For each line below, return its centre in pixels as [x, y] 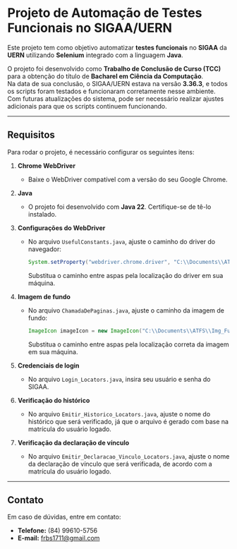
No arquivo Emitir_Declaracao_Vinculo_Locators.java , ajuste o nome [129, 456]
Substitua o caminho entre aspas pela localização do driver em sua [126, 275]
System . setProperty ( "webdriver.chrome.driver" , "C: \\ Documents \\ [126, 262]
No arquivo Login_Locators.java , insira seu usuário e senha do [119, 379]
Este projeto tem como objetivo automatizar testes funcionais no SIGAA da [117, 47]
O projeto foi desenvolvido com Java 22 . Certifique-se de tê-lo [120, 207]
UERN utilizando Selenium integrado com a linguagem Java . [95, 55]
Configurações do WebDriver [61, 228]
